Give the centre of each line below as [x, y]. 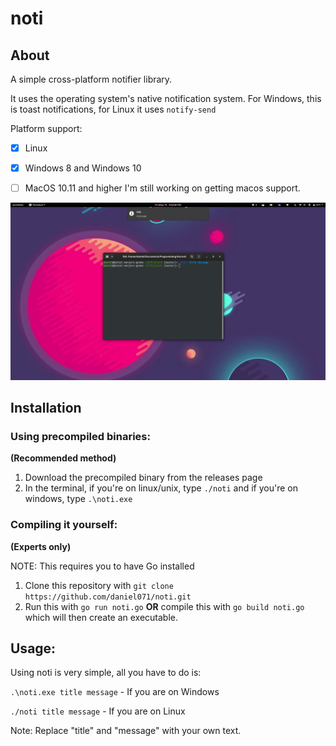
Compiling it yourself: [64, 525]
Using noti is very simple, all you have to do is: [106, 673]
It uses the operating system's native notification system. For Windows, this [166, 98]
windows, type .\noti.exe [78, 499]
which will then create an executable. [101, 617]
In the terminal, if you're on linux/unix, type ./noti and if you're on [161, 488]
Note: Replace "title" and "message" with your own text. [126, 731]
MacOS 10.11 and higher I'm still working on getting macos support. [162, 188]
